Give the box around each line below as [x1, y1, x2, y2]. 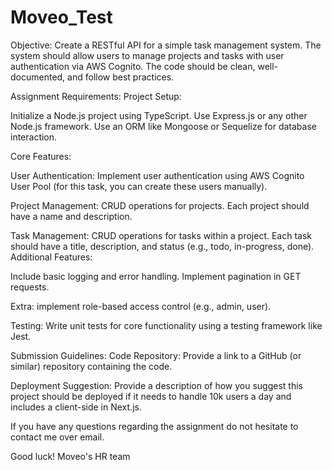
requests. [10, 281, 50, 293]
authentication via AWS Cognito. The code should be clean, [10, 60, 256, 72]
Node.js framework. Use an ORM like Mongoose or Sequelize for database [10, 120, 317, 132]
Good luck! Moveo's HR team [10, 450, 131, 462]
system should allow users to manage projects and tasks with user [10, 49, 285, 61]
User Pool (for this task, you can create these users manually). [10, 180, 268, 192]
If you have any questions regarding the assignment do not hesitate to [10, 420, 299, 432]
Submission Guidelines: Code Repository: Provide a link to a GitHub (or [10, 349, 302, 361]
